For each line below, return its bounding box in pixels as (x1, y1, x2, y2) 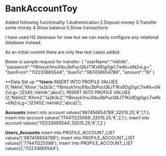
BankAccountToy (5, 3, 78, 14)
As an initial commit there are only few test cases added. (5, 49, 121, 55)
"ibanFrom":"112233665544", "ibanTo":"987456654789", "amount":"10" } (5, 69, 155, 75)
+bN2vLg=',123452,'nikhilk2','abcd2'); (5, 100, 83, 105)
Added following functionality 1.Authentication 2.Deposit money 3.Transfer (5, 19, 157, 25)
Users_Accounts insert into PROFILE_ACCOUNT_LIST (5, 129, 115, 135)
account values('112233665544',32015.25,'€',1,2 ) (5, 120, 106, 126)
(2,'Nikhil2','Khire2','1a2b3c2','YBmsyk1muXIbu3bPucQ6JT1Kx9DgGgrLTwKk (5, 95, 161, 101)
